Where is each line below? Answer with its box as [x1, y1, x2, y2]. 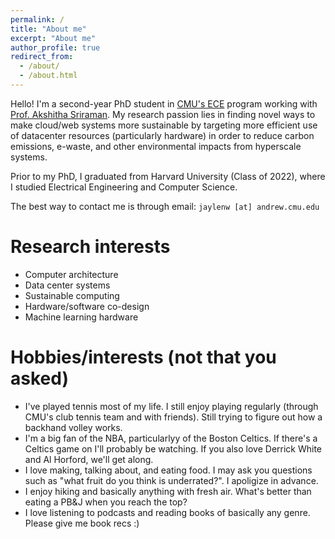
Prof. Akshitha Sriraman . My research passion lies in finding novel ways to [10, 108, 316, 120]
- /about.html [19, 71, 78, 81]
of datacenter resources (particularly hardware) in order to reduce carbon [10, 129, 315, 141]
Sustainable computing [24, 289, 120, 301]
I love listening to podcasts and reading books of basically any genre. [24, 506, 311, 518]
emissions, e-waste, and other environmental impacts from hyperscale [10, 140, 302, 152]
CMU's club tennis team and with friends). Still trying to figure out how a [24, 411, 323, 423]
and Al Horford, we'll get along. [24, 453, 154, 465]
